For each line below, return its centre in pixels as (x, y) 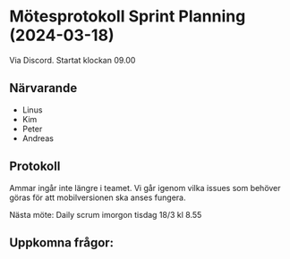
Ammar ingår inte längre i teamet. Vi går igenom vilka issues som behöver (145, 188)
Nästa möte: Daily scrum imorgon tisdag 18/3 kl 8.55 (106, 214)
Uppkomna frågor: (62, 242)
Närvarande (43, 88)
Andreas (38, 138)
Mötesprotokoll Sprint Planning (128, 17)
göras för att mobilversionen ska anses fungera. (98, 197)
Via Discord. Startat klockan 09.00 (72, 60)
